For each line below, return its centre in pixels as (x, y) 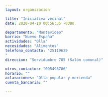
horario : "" (17, 73)
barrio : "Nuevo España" (30, 37)
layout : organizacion (28, 10)
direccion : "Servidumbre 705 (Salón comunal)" (54, 60)
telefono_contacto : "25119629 (37, 50)
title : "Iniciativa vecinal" (35, 19)
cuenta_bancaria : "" (27, 83)
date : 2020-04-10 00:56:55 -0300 (40, 23)
